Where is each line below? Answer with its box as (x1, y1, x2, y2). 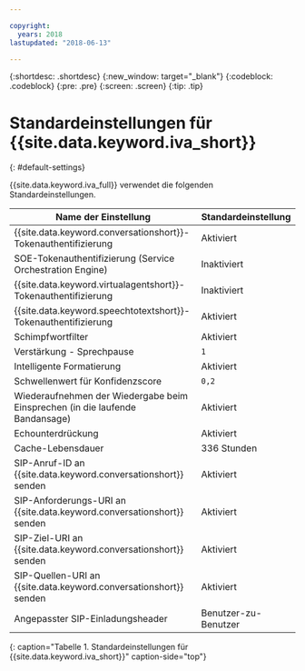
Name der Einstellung (55, 211, 152, 224)
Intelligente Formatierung (14, 360, 121, 373)
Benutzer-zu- (201, 606, 262, 619)
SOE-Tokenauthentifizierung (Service (14, 252, 175, 265)
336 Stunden (201, 442, 258, 455)
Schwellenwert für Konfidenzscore (14, 375, 162, 387)
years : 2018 (17, 29, 64, 39)
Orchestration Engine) (14, 264, 108, 276)
